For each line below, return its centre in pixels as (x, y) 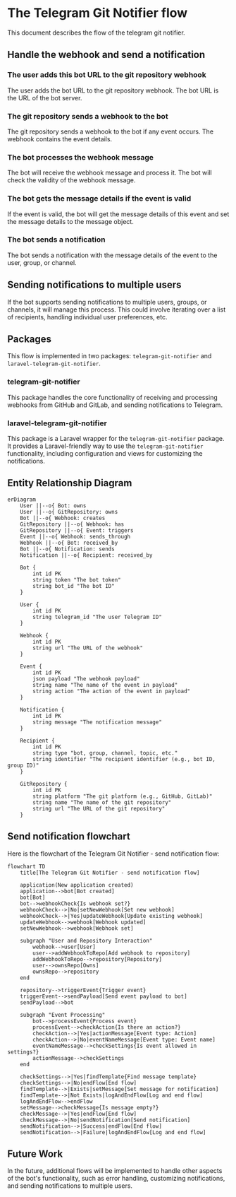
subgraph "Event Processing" (63, 1015)
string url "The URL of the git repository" (99, 808)
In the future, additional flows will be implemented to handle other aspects (115, 1171)
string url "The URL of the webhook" (88, 648)
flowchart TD (26, 866)
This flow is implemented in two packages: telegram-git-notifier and (110, 356)
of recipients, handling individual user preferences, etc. (87, 317)
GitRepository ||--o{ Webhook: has (72, 524)
